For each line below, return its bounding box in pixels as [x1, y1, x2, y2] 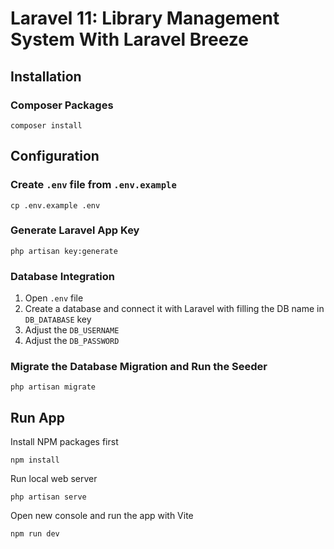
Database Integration [10, 269, 115, 283]
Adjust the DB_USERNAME [24, 324, 120, 336]
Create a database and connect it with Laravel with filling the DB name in [24, 303, 325, 315]
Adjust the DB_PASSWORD [24, 335, 120, 347]
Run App [10, 409, 66, 426]
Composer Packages [10, 98, 114, 112]
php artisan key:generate [10, 246, 118, 256]
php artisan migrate [10, 382, 97, 392]
